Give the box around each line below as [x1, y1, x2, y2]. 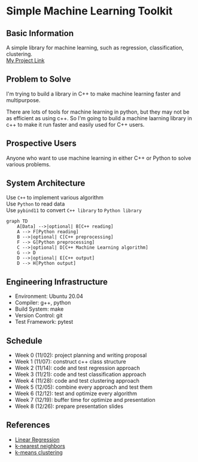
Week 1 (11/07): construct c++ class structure [14, 358, 127, 365]
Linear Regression [14, 436, 60, 443]
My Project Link [6, 57, 45, 64]
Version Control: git [14, 312, 63, 319]
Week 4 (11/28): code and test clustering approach [14, 377, 139, 384]
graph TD [6, 218, 28, 225]
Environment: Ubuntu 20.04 [14, 293, 84, 300]
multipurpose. [6, 96, 41, 103]
